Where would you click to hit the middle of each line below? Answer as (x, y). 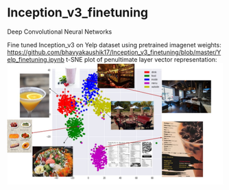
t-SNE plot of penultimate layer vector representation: (142, 59)
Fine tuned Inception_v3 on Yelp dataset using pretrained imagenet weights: (114, 45)
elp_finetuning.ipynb (36, 59)
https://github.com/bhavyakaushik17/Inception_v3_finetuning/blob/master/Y (114, 52)
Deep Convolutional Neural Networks (60, 32)
